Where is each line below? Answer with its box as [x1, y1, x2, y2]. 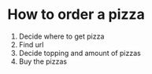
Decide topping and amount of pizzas [18, 48, 141, 57]
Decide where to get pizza [18, 31, 105, 41]
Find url [18, 39, 44, 49]
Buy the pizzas [18, 57, 68, 66]
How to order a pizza [7, 6, 145, 24]
